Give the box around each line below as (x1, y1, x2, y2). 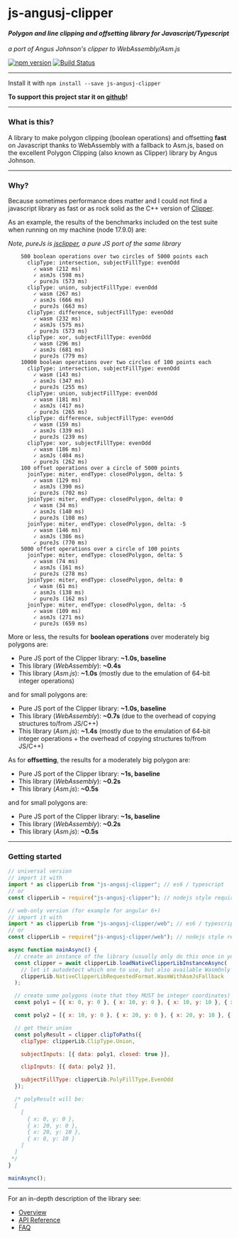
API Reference (18, 1215, 61, 1224)
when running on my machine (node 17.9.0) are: (8, 225, 148, 234)
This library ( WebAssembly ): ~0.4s (18, 661, 121, 670)
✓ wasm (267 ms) (33, 290, 82, 297)
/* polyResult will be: (14, 1096, 84, 1103)
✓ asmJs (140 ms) (33, 508, 84, 515)
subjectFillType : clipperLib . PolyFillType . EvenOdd (21, 1076, 174, 1084)
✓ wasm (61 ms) (33, 582, 79, 589)
